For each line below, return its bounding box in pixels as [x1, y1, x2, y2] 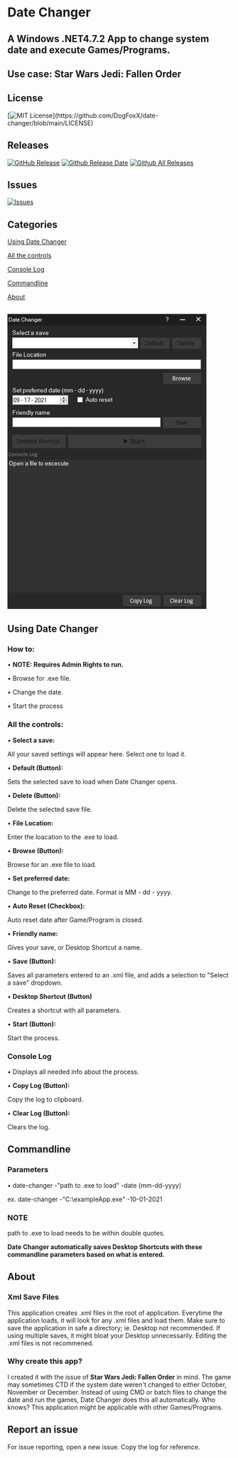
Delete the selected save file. [7, 805, 92, 813]
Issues [7, 179, 38, 191]
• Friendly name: [7, 929, 58, 938]
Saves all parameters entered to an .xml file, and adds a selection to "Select [7, 970, 229, 979]
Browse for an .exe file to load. [7, 860, 97, 868]
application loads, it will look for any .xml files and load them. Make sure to [7, 1316, 225, 1325]
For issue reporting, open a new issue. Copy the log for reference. [7, 1442, 200, 1451]
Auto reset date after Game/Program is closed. [7, 915, 144, 924]
